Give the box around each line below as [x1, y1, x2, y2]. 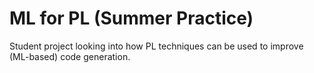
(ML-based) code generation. [9, 50, 131, 62]
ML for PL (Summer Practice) [9, 7, 254, 30]
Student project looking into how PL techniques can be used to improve [9, 40, 304, 52]
